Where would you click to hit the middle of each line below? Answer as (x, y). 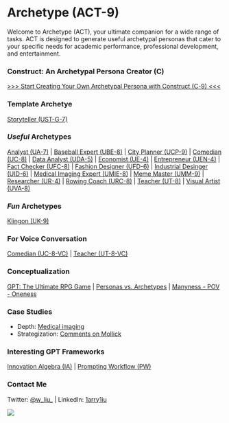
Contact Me (27, 385)
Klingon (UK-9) (28, 221)
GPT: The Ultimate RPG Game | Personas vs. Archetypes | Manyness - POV (113, 286)
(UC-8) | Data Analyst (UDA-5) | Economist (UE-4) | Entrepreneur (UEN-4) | (114, 159)
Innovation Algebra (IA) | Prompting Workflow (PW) (79, 367)
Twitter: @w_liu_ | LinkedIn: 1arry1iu (57, 399)
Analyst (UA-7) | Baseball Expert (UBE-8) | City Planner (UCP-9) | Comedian (114, 152)
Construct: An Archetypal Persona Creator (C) (86, 71)
